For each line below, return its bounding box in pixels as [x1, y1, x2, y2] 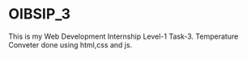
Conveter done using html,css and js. [8, 39, 133, 49]
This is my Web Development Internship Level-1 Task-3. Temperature [8, 31, 239, 41]
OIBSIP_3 [8, 5, 71, 23]
